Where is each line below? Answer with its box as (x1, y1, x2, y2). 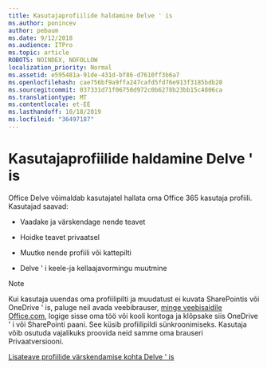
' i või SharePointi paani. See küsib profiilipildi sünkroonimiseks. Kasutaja (8, 320, 247, 329)
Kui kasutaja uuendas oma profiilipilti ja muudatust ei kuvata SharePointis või (8, 294, 260, 304)
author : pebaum (8, 26, 59, 34)
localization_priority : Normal (8, 64, 112, 72)
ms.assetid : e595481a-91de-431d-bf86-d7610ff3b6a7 (8, 71, 180, 79)
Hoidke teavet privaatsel (19, 232, 100, 241)
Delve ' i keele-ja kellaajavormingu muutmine (19, 263, 167, 273)
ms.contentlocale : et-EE (8, 100, 91, 108)
